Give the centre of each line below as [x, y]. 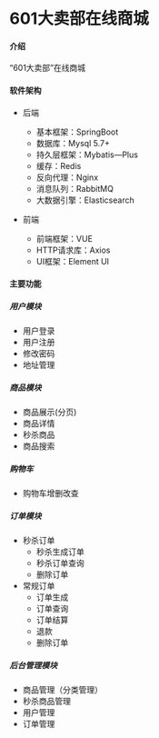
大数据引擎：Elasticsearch [85, 200]
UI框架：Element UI [73, 261]
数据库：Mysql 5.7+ [73, 143]
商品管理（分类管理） [62, 690]
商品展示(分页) [50, 412]
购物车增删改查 [50, 494]
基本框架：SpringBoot [77, 132]
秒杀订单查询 [60, 563]
